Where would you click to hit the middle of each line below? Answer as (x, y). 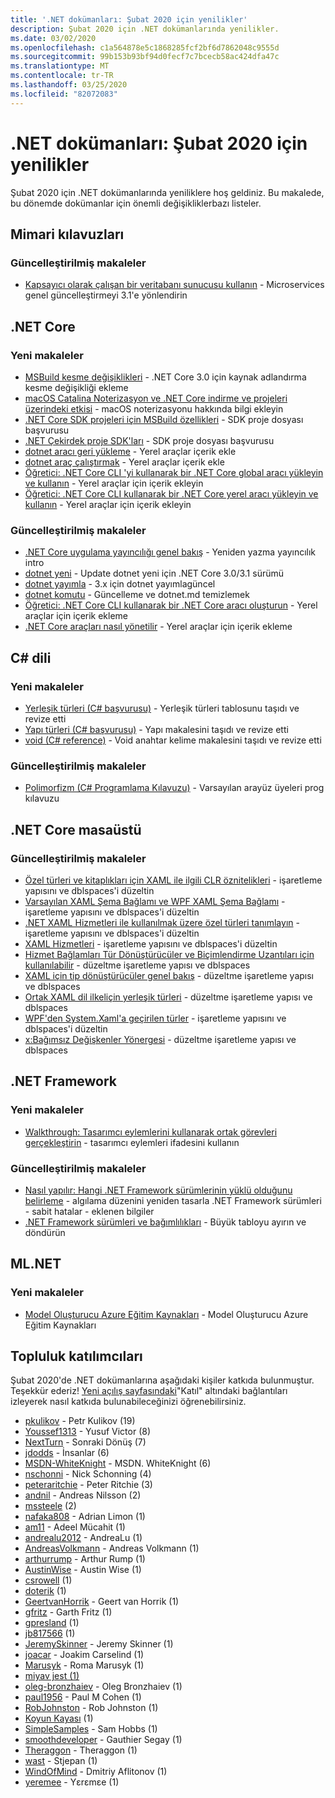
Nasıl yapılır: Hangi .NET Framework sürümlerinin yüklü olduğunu (158, 1190)
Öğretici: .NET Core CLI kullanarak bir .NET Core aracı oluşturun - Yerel (171, 605)
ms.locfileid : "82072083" (64, 94)
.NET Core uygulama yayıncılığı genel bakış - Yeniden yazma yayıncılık (170, 552)
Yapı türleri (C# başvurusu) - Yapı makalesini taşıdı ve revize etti (156, 729)
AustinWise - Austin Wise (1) (83, 1570)
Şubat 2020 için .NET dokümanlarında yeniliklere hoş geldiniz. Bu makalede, (167, 192)
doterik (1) (45, 1591)
